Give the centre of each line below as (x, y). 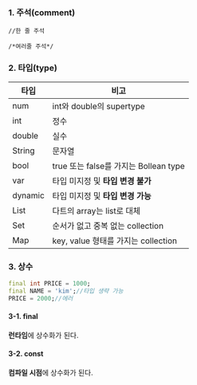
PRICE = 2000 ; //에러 (41, 298)
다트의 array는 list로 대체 (97, 210)
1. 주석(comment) (42, 12)
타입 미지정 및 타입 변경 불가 (102, 181)
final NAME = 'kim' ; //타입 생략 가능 (66, 291)
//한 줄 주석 (27, 31)
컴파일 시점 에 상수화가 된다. (51, 372)
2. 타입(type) (33, 68)
